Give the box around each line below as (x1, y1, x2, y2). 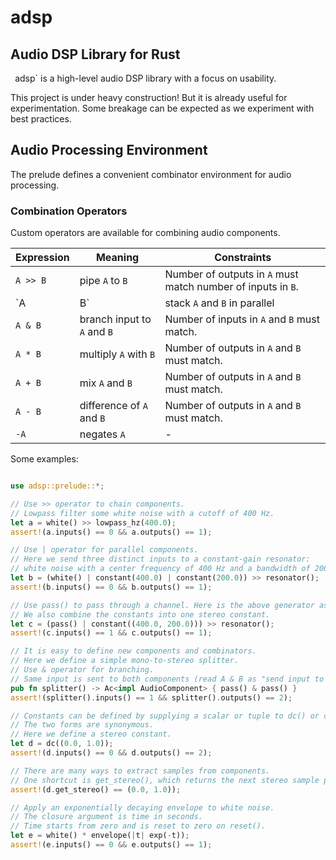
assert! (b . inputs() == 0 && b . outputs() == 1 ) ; (10, 582, 213, 592)
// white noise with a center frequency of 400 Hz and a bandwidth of (10, 564, 311, 574)
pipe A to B (79, 274, 128, 288)
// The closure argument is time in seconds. (10, 812, 203, 822)
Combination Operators (10, 204, 128, 218)
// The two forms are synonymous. (10, 720, 155, 730)
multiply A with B (79, 347, 156, 361)
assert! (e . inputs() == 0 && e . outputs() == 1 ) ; (10, 840, 213, 850)
